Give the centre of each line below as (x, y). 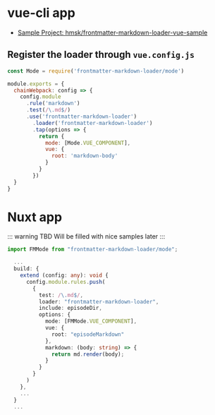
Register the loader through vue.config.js (101, 55)
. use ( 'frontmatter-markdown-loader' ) (81, 116)
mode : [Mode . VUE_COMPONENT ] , (88, 143)
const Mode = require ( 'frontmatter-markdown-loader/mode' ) (96, 71)
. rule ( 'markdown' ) (53, 104)
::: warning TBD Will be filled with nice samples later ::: (86, 236)
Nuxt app (35, 217)
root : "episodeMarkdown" (88, 334)
